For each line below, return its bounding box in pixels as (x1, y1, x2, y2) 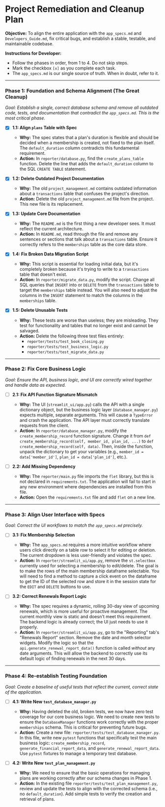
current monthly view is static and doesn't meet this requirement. (19, 614, 152, 620)
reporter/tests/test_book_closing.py (27, 339, 104, 344)
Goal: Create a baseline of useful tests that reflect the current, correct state (5, 684, 159, 690)
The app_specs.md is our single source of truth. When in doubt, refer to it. (12, 70, 159, 76)
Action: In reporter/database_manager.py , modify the (19, 428, 127, 434)
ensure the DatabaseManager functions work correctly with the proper (19, 719, 159, 725)
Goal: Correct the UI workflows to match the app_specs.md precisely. (5, 522, 143, 528)
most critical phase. (5, 115, 46, 121)
